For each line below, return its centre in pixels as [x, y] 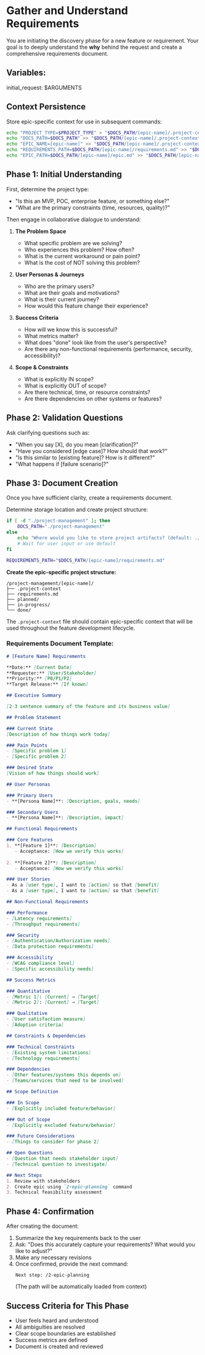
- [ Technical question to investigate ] [57, 1164]
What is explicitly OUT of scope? [65, 385]
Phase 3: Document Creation [62, 483]
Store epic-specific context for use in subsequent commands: [84, 121]
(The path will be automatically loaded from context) [81, 1287]
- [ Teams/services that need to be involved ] [65, 1081]
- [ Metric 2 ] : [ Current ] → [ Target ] [53, 1002]
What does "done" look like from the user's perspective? [95, 342]
